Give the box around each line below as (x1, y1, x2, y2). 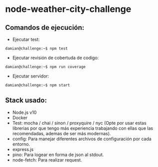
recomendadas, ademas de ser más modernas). (12, 130, 111, 136)
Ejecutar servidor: (12, 73, 49, 79)
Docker (12, 114, 28, 120)
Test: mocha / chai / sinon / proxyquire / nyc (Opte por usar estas (12, 120, 147, 126)
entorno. (12, 141, 30, 147)
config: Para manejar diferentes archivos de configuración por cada (12, 136, 152, 142)
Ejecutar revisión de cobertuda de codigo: (12, 55, 99, 61)
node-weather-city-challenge (5, 3, 132, 15)
